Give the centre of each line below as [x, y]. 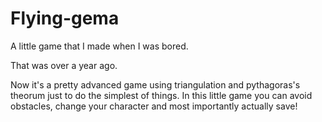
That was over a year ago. [64, 65]
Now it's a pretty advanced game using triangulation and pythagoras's [155, 84]
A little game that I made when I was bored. [99, 46]
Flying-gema [65, 18]
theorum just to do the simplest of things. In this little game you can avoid [161, 95]
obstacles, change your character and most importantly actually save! [154, 106]
